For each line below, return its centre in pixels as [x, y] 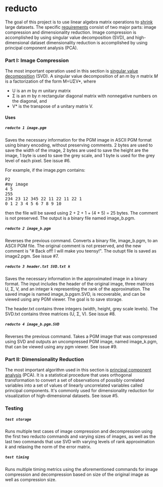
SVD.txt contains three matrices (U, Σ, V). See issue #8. [60, 314]
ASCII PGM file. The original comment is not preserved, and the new [73, 246]
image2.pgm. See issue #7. [32, 256]
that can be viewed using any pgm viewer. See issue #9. [61, 346]
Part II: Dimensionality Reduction [44, 359]
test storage [18, 419]
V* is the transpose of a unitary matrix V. [53, 106]
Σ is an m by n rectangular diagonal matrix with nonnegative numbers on [85, 96]
